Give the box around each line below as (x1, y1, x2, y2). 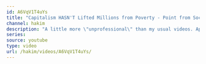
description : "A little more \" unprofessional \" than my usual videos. (6, 26, 193, 32)
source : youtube (6, 37, 48, 43)
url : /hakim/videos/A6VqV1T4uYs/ (6, 49, 92, 55)
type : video (6, 43, 37, 49)
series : (6, 32, 26, 38)
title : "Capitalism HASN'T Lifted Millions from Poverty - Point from (6, 15, 191, 21)
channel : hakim (6, 20, 45, 26)
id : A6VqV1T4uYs (6, 9, 48, 15)
